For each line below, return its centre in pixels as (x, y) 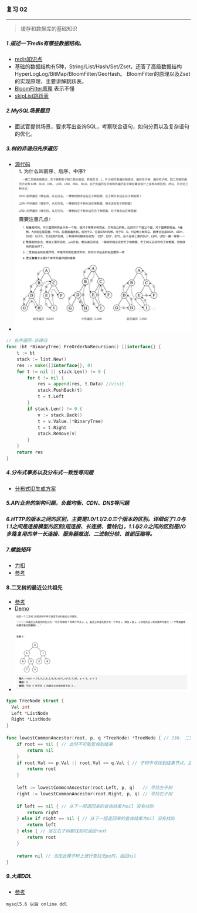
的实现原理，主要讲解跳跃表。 (50, 81)
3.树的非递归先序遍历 (32, 148)
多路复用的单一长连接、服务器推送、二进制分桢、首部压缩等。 (81, 534)
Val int (21, 707)
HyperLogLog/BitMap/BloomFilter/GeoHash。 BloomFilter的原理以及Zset (102, 74)
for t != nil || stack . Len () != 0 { (62, 372)
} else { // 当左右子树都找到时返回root (62, 831)
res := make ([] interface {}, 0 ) (55, 365)
